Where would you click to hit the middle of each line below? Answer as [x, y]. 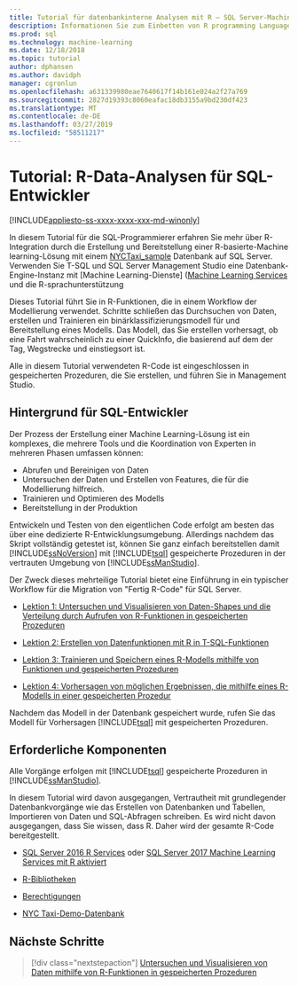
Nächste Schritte [57, 941]
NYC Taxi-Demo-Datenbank [73, 913]
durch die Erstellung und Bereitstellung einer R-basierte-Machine [169, 246]
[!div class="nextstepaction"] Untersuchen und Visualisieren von [149, 963]
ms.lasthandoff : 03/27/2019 [61, 125]
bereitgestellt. [35, 835]
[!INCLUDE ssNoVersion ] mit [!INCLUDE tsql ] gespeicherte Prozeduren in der [148, 553]
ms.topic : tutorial [45, 59]
